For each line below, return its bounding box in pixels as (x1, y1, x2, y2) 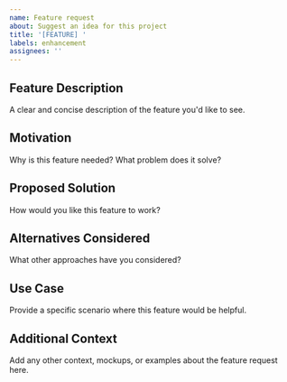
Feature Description (9, 80, 124, 96)
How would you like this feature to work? (9, 204, 161, 215)
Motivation (9, 130, 72, 145)
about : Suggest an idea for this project (9, 22, 168, 31)
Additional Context (9, 331, 117, 346)
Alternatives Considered (9, 230, 151, 246)
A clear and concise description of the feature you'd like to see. (9, 104, 245, 115)
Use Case (9, 281, 65, 296)
